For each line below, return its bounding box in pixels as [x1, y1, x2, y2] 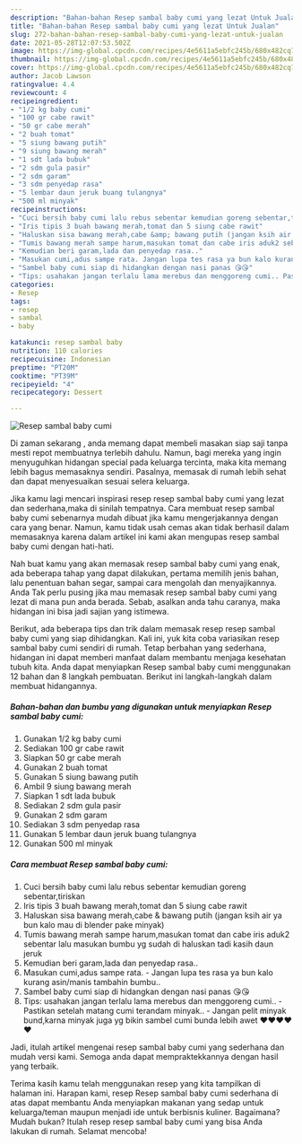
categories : [10, 280, 55, 289]
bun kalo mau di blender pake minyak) [22, 920, 165, 930]
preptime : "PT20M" [10, 362, 79, 372]
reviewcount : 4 [10, 88, 67, 97]
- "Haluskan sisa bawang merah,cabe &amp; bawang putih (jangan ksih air [10, 230, 292, 239]
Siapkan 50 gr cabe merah [22, 753, 122, 764]
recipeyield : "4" [10, 380, 75, 389]
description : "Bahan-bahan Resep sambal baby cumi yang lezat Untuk [10, 13, 272, 22]
